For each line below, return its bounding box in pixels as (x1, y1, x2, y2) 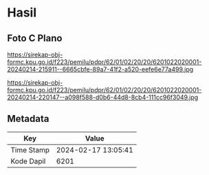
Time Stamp (10, 145, 50, 154)
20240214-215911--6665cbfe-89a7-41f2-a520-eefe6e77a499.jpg (7, 65, 194, 73)
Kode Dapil (10, 156, 46, 166)
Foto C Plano (7, 32, 63, 44)
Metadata (7, 113, 49, 125)
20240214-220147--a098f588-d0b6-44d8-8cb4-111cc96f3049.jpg (7, 93, 199, 101)
